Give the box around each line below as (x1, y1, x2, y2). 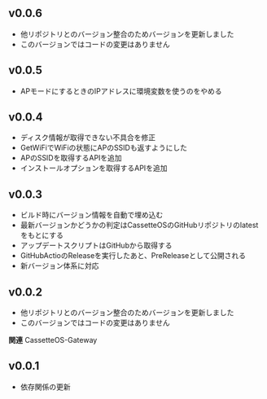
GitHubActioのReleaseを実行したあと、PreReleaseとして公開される (20, 251, 247, 261)
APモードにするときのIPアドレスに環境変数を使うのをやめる (20, 85, 222, 96)
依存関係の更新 (20, 382, 71, 392)
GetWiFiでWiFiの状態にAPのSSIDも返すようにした (20, 142, 187, 153)
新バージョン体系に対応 (20, 261, 99, 271)
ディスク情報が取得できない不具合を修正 (20, 133, 156, 142)
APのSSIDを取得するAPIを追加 (20, 153, 122, 163)
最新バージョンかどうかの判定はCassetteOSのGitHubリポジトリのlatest (20, 220, 259, 230)
